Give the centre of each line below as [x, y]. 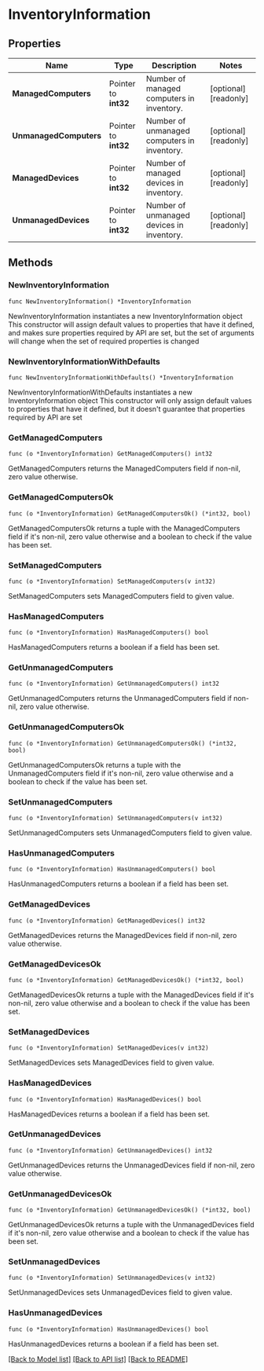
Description [174, 66]
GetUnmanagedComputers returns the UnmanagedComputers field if [120, 698]
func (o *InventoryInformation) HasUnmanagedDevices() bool [109, 1329]
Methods [31, 263]
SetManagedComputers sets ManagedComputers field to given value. [121, 596]
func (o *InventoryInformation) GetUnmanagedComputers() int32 [114, 684]
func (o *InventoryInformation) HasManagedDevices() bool [105, 1099]
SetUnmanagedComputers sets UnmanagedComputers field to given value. [130, 833]
